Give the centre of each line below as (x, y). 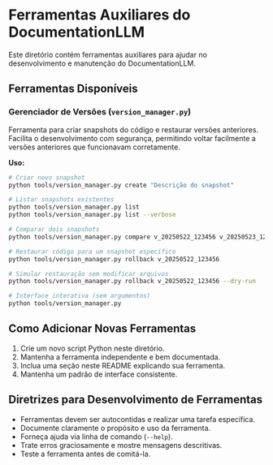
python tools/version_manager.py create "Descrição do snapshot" (121, 185)
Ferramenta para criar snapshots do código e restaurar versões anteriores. (133, 129)
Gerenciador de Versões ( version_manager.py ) (100, 112)
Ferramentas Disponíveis (73, 89)
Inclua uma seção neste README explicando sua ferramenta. (123, 365)
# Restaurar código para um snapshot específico (92, 252)
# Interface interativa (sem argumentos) (80, 296)
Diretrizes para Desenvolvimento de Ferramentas (135, 400)
